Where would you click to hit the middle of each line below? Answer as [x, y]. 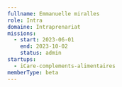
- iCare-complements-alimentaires [65, 66]
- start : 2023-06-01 [44, 40]
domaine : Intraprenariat [44, 27]
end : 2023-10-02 [44, 46]
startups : [22, 60]
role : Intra [25, 20]
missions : [22, 33]
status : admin [41, 53]
